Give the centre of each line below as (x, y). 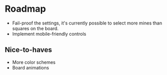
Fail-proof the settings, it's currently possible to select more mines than (87, 23)
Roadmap (25, 9)
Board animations (31, 67)
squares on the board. (35, 28)
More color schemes (34, 62)
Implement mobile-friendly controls (49, 34)
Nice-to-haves (28, 50)
